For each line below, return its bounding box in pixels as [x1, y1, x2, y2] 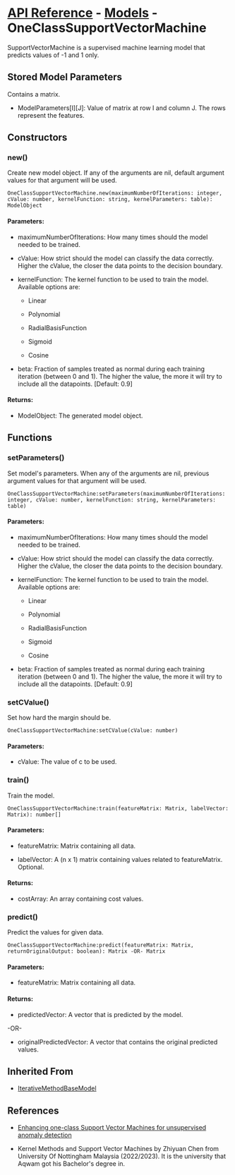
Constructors [7, 132, 68, 144]
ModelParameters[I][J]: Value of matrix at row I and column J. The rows [17, 104, 226, 112]
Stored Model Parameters [7, 71, 122, 83]
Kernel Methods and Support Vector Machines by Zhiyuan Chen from [17, 1145, 219, 1153]
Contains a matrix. [7, 90, 61, 98]
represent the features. [17, 111, 85, 119]
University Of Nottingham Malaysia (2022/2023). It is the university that [17, 1152, 226, 1161]
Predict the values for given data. [7, 928, 104, 937]
